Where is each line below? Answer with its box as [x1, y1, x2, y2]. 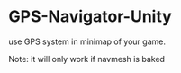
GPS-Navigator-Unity [8, 6, 172, 27]
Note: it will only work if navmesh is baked [8, 53, 166, 64]
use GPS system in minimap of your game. [8, 36, 166, 47]
